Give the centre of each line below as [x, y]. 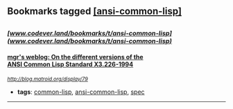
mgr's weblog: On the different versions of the [75, 57]
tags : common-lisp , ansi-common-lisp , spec [81, 92]
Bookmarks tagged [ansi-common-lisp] [95, 11]
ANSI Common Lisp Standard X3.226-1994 [70, 64]
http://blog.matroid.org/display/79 [48, 79]
